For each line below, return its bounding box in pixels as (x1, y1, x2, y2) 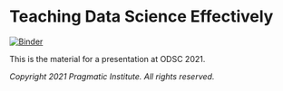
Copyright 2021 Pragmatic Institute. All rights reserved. (9, 70, 215, 82)
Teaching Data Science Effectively (9, 6, 274, 27)
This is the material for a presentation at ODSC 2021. (9, 53, 206, 64)
